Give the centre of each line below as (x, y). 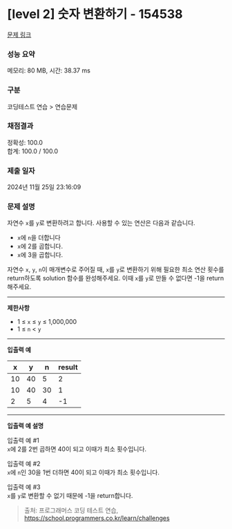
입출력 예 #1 (23, 441)
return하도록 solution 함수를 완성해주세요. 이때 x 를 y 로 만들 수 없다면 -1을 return (116, 278)
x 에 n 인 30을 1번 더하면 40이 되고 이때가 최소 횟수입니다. (84, 472)
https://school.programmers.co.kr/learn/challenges (97, 518)
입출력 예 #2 (24, 464)
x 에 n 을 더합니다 (39, 238)
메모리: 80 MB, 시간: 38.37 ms (49, 70)
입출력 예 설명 (25, 426)
